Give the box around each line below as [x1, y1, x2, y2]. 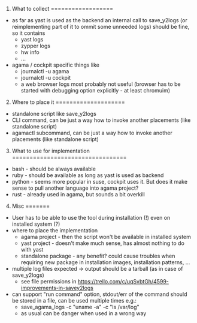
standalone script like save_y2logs [11, 110, 97, 117]
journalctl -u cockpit [20, 74, 71, 81]
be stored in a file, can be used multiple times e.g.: [11, 297, 137, 304]
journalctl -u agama [20, 68, 69, 74]
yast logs [20, 36, 44, 43]
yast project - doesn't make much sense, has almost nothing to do [20, 240, 184, 247]
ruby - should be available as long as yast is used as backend [11, 172, 164, 179]
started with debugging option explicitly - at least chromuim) [20, 87, 171, 94]
